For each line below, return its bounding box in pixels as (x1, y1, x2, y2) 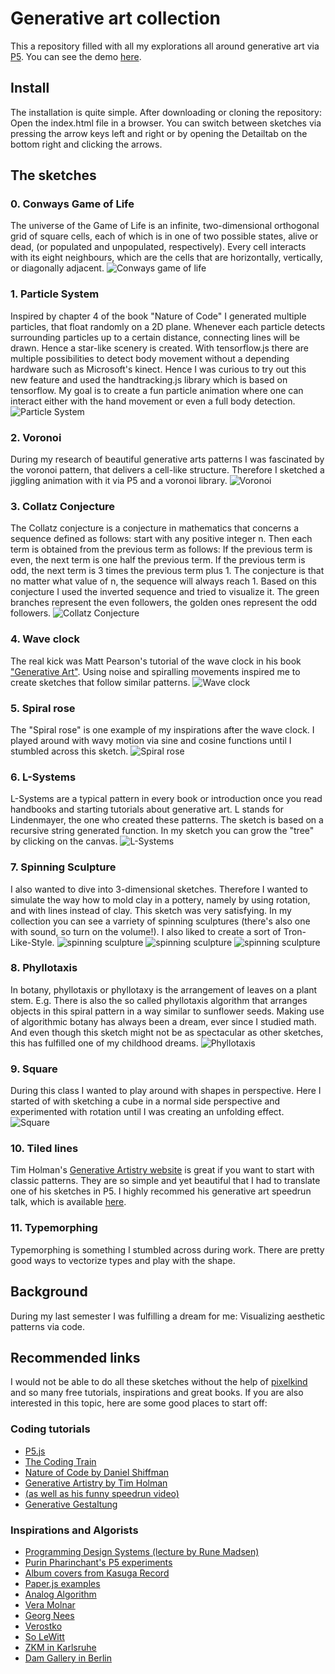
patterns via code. (10, 1320, 86, 1332)
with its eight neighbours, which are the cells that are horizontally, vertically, (10, 252, 323, 264)
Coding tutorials (10, 1422, 91, 1436)
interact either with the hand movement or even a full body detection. (10, 395, 296, 407)
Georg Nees (24, 1609, 75, 1621)
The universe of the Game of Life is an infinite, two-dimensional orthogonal (10, 220, 320, 232)
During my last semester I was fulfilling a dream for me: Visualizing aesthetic (10, 1310, 326, 1322)
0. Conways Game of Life (10, 197, 135, 211)
